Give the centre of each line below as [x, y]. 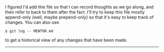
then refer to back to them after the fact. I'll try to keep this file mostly [75, 12]
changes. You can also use [32, 22]
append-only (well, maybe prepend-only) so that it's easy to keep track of [79, 17]
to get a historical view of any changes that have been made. [66, 40]
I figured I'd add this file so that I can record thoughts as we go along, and [79, 7]
